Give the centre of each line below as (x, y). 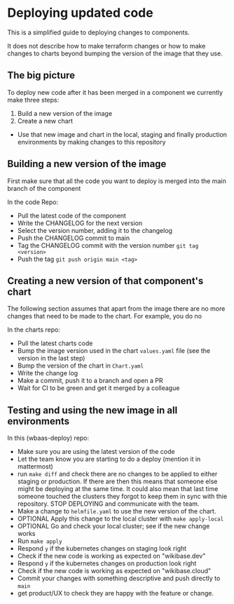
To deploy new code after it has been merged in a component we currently (115, 92)
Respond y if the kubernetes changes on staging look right (102, 549)
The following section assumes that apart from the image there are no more (116, 309)
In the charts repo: (34, 330)
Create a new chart (45, 121)
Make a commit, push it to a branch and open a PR (90, 381)
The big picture (41, 75)
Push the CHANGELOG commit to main (74, 238)
